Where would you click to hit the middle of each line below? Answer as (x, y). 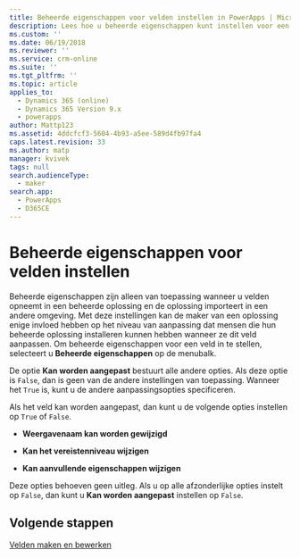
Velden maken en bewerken (60, 545)
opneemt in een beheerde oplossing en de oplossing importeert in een (139, 305)
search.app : (31, 192)
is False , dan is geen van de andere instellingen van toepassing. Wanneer (145, 379)
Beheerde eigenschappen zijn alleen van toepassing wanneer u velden (139, 296)
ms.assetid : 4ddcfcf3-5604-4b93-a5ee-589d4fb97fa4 (105, 134)
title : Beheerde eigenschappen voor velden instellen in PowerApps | (142, 17)
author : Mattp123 (42, 126)
